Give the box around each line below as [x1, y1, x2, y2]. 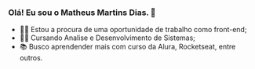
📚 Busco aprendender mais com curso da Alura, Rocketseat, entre [19, 42, 236, 52]
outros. [19, 53, 43, 63]
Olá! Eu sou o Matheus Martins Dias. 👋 [8, 7, 156, 18]
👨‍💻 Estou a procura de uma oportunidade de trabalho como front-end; [19, 25, 247, 34]
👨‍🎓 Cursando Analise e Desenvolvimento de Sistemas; [19, 33, 196, 42]
